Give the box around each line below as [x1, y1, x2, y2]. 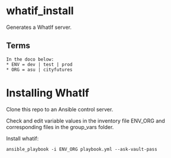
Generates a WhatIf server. [6, 24, 72, 31]
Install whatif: [6, 134, 39, 142]
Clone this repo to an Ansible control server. [6, 106, 114, 113]
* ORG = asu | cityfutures [6, 67, 73, 73]
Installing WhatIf [6, 86, 90, 100]
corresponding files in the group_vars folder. [6, 123, 114, 130]
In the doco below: [6, 56, 54, 62]
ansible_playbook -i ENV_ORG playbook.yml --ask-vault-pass [6, 146, 158, 152]
